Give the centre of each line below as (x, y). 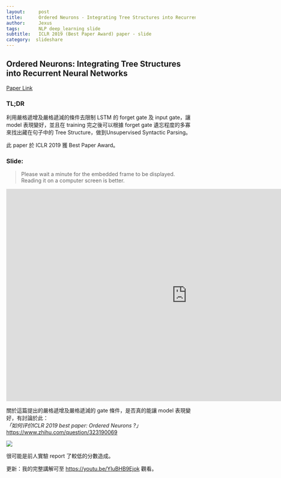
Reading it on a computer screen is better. (73, 180)
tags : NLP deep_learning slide (53, 29)
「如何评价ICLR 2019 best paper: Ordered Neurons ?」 (74, 426)
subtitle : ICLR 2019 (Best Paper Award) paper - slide (79, 34)
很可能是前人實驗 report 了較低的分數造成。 (60, 456)
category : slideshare (35, 40)
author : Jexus (29, 23)
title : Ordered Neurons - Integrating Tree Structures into (89, 17)
